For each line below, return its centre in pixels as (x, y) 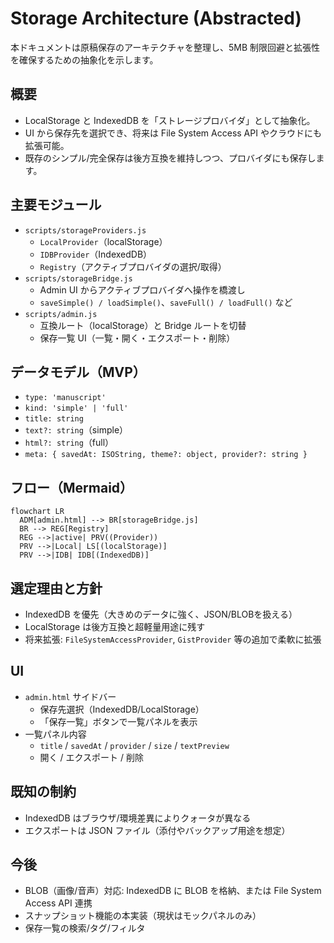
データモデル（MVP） (78, 372)
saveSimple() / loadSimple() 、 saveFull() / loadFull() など (166, 302)
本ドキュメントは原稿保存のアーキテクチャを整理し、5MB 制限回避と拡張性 (165, 47)
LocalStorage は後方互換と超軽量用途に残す (115, 626)
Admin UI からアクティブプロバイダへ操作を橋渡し (142, 289)
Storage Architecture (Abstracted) (156, 18)
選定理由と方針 (56, 588)
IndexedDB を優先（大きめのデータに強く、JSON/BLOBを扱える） (161, 614)
